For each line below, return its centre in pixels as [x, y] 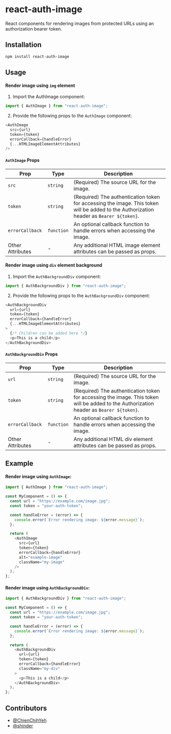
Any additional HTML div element [113, 439]
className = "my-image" [42, 562]
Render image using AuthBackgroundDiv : [48, 588]
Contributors [26, 708]
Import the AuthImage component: [49, 97]
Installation [23, 45]
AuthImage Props [22, 160]
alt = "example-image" [40, 557]
